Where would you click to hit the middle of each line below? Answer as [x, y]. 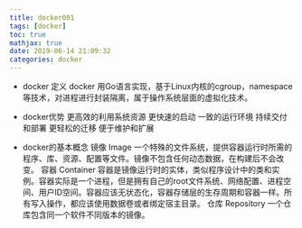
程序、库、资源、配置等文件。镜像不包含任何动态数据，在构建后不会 [149, 158]
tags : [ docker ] [38, 26]
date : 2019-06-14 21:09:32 [60, 51]
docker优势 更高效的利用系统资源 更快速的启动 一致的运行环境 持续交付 [155, 117]
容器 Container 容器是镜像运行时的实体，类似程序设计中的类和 [156, 169]
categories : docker [46, 59]
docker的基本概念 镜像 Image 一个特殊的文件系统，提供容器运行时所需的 [157, 147]
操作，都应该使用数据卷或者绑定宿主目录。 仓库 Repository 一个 [165, 203]
